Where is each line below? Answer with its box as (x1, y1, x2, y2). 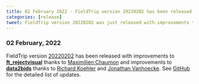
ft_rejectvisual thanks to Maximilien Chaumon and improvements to (6, 58, 172, 65)
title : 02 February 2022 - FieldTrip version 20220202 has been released (6, 8, 192, 15)
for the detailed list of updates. (6, 71, 81, 78)
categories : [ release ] (6, 14, 62, 20)
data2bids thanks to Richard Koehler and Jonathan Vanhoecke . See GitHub (6, 65, 191, 72)
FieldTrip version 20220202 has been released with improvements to (6, 52, 175, 59)
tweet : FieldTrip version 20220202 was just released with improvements (6, 19, 190, 25)
